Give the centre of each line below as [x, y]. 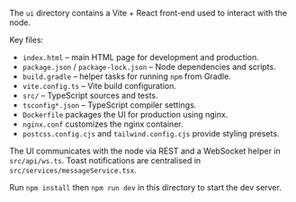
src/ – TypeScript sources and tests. [90, 95]
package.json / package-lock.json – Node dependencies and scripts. [149, 67]
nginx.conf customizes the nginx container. [103, 124]
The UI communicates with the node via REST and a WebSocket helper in [145, 151]
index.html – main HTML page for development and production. [140, 57]
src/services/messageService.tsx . [73, 170]
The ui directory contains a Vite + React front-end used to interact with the [148, 13]
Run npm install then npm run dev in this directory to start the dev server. [145, 187]
